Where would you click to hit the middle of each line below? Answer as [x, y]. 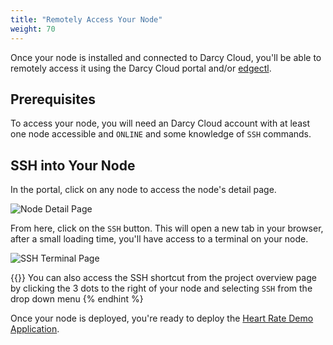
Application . [35, 329]
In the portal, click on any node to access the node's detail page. [143, 190]
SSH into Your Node [73, 165]
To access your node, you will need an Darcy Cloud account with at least [160, 123]
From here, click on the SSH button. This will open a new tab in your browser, [167, 228]
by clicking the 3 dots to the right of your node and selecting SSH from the [161, 288]
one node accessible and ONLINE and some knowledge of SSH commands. [161, 134]
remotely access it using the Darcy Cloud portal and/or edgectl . [141, 68]
